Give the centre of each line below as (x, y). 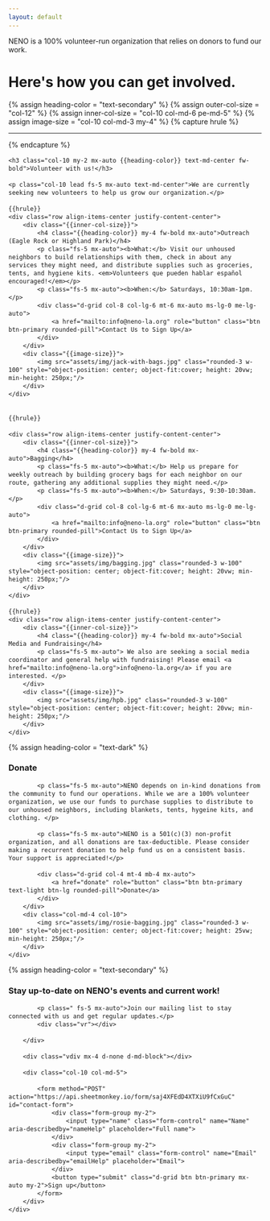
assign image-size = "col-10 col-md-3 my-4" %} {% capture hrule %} (124, 122)
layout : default (35, 17)
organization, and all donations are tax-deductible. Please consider (129, 842)
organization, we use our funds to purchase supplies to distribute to (131, 801)
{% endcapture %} (39, 144)
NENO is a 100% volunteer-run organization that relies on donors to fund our (135, 41)
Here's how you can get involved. (122, 82)
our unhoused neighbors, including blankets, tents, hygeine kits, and (131, 809)
